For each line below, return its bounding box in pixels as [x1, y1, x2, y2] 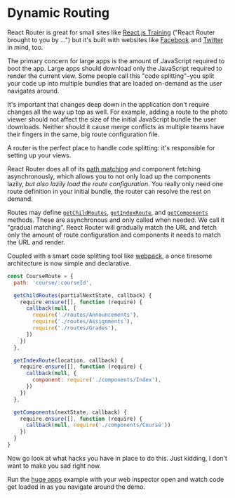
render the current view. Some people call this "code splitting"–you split [7, 72, 215, 80]
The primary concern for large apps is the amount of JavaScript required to [7, 56, 225, 65]
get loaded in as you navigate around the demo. [7, 483, 146, 491]
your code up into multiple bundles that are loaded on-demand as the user [7, 79, 222, 87]
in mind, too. [7, 43, 43, 51]
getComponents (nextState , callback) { [13, 409, 128, 416]
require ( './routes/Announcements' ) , [32, 311, 140, 319]
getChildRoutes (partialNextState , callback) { [13, 291, 152, 299]
